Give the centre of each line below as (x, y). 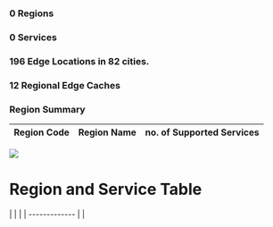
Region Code (41, 132)
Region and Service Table (106, 189)
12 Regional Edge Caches (65, 85)
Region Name (107, 132)
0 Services (33, 37)
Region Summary (48, 109)
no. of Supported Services (202, 132)
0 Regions (32, 13)
